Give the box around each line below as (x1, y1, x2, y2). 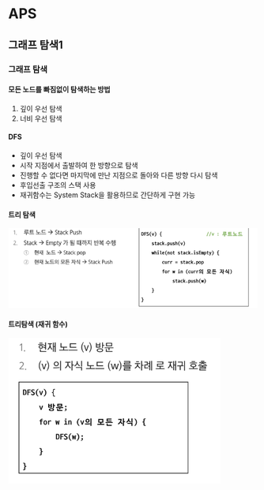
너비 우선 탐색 (19, 114, 62, 123)
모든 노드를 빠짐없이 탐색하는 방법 (8, 84, 111, 95)
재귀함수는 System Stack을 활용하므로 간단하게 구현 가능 (19, 190, 196, 200)
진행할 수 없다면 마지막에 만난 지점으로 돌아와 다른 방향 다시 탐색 (19, 170, 218, 180)
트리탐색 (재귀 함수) (8, 320, 69, 329)
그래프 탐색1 (8, 38, 63, 51)
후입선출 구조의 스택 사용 (19, 180, 96, 189)
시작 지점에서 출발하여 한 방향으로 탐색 (19, 160, 138, 170)
